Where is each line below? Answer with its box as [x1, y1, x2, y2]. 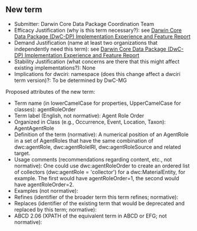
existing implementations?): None [14, 64, 96, 71]
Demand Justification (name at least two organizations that [14, 39, 157, 46]
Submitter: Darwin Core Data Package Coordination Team [14, 20, 155, 27]
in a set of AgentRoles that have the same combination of [14, 137, 154, 144]
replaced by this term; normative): [14, 206, 97, 213]
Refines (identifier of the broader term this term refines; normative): [14, 193, 178, 200]
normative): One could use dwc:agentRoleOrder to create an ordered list [14, 162, 190, 169]
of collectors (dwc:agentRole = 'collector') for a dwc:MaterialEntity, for [14, 168, 186, 176]
